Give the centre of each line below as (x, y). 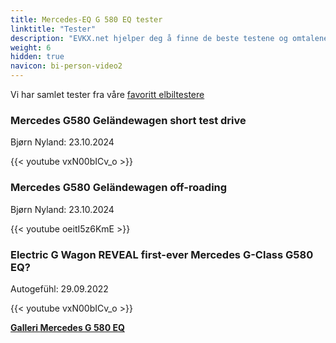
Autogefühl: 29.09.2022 (59, 288)
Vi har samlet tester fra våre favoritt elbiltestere (107, 94)
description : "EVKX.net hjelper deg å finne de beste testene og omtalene (169, 38)
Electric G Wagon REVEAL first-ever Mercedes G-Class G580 (162, 254)
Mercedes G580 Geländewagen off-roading (119, 188)
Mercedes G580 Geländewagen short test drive (128, 120)
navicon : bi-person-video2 (66, 66)
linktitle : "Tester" (53, 29)
